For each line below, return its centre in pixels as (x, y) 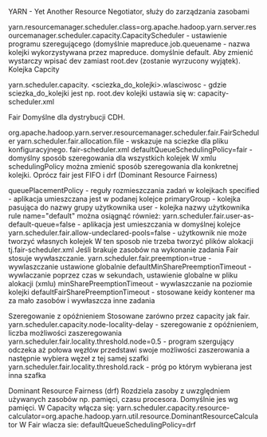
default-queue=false (42, 224)
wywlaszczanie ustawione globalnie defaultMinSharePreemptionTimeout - (130, 267)
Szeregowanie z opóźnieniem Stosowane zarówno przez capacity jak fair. (130, 316)
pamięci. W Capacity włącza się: (62, 407)
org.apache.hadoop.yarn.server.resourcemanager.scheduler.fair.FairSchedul (134, 132)
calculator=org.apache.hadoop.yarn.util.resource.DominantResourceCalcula (133, 416)
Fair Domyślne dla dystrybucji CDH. (67, 117)
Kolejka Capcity (34, 69)
